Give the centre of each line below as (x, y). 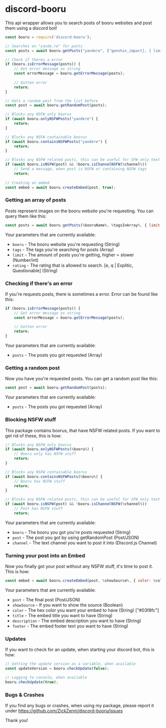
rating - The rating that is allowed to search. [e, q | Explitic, (73, 265)
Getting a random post (33, 368)
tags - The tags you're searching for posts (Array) (63, 249)
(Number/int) (25, 260)
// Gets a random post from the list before (52, 101)
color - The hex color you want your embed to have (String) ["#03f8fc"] (85, 610)
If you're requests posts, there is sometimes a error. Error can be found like (82, 294)
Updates (16, 638)
